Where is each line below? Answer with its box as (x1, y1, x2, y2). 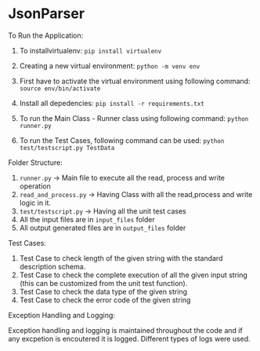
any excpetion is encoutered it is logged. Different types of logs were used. (8, 334, 251, 343)
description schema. (19, 261, 86, 271)
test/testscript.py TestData (19, 144, 115, 152)
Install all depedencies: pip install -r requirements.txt (19, 98, 205, 108)
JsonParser (8, 5, 85, 23)
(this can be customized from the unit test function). (19, 278, 188, 287)
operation (19, 181, 51, 191)
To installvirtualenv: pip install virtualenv (19, 46, 162, 55)
